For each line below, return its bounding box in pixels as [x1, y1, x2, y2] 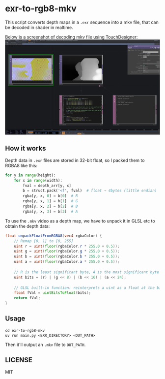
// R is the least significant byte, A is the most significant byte [14, 269, 160, 275]
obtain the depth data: [5, 223, 50, 229]
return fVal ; [14, 296, 41, 301]
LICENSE [5, 356, 33, 364]
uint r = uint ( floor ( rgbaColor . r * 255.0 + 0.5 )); [14, 244, 120, 249]
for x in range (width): [14, 178, 63, 183]
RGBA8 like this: [5, 162, 38, 168]
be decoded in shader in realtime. [5, 24, 73, 30]
